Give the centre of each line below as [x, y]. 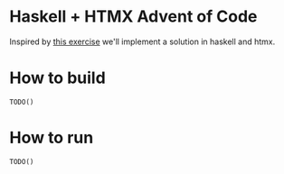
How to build [57, 78]
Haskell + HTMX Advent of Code [133, 17]
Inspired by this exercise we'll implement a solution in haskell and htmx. [142, 41]
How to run [52, 138]
